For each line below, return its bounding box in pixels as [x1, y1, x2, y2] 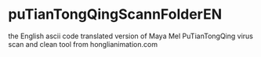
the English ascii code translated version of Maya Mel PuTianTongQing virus [8, 31, 253, 41]
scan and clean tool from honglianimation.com [8, 39, 158, 48]
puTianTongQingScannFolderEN [8, 5, 223, 23]
